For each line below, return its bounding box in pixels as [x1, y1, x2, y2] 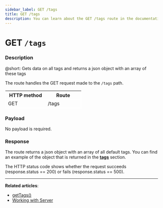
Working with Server [12, 197, 53, 203]
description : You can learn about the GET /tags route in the [5, 16, 133, 21]
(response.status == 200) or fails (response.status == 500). [5, 169, 125, 175]
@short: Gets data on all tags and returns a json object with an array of [5, 65, 147, 71]
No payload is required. [5, 126, 52, 132]
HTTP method [9, 92, 42, 99]
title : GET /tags [5, 12, 40, 17]
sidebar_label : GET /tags [5, 7, 57, 12]
